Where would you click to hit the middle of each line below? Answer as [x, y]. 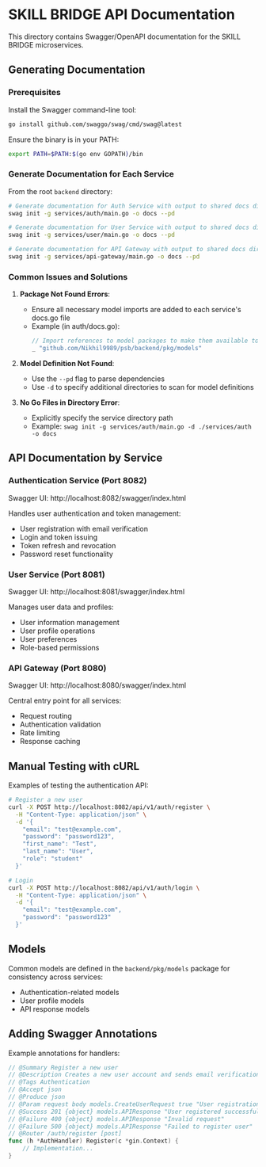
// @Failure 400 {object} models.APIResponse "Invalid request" [116, 1119]
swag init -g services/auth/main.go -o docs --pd [92, 213]
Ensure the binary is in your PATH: [64, 139]
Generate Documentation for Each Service [91, 174]
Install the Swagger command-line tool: [72, 109]
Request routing [46, 716]
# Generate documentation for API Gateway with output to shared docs [127, 250]
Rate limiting [40, 733]
